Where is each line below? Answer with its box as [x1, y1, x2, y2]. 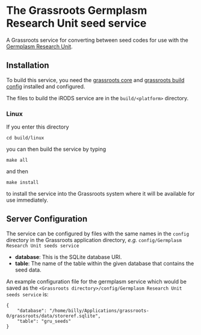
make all [6, 158, 28, 164]
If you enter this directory [6, 123, 69, 130]
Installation [6, 60, 49, 71]
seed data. [14, 266, 42, 273]
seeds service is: [6, 290, 49, 298]
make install [6, 179, 39, 186]
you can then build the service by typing [6, 145, 107, 153]
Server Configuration [6, 214, 88, 224]
